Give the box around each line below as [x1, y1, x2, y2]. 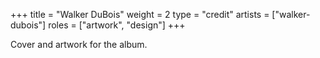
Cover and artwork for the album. [10, 39, 148, 50]
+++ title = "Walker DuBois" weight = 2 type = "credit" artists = [10, 9, 270, 20]
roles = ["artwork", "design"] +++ [48, 19, 186, 31]
